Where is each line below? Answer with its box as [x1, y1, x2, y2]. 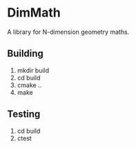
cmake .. [17, 81, 42, 89]
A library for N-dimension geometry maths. [7, 28, 130, 36]
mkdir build [17, 66, 50, 74]
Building [7, 48, 43, 59]
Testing [7, 109, 41, 120]
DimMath [7, 5, 61, 21]
